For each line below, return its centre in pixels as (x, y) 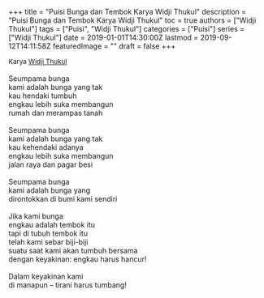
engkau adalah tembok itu (52, 225)
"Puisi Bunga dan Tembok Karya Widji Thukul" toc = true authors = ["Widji (132, 20)
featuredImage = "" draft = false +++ (114, 46)
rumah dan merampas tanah (56, 113)
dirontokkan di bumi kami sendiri (63, 199)
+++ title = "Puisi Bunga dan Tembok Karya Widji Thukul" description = (128, 12)
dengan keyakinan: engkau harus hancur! (78, 259)
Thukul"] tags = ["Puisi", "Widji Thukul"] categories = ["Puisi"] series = (127, 29)
